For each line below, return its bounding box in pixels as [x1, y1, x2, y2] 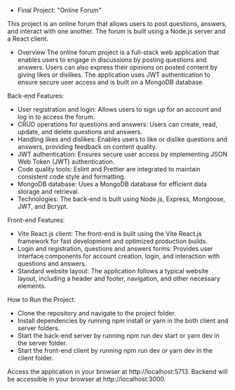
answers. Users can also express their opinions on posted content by [17, 63, 217, 71]
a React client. [7, 34, 49, 43]
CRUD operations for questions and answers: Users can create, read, [17, 120, 217, 129]
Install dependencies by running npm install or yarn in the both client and [17, 316, 229, 325]
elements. [17, 282, 47, 290]
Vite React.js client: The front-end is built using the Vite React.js [17, 230, 202, 238]
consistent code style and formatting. [17, 172, 126, 181]
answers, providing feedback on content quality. [17, 143, 158, 150]
